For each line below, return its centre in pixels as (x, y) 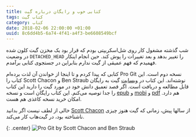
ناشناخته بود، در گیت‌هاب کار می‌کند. (45, 117)
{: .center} (19, 128)
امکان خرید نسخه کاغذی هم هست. (44, 99)
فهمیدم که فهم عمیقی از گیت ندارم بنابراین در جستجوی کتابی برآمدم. (82, 63)
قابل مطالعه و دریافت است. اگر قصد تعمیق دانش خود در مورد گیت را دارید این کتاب (98, 86)
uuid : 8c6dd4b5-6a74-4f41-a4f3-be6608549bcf (62, 34)
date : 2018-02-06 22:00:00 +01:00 (49, 28)
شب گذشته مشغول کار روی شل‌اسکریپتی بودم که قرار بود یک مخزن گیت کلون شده (97, 50)
